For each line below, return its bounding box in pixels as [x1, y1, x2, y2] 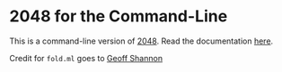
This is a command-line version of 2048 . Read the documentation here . [9, 36, 274, 46]
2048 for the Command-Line [9, 6, 228, 27]
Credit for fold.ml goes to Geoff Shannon [9, 52, 163, 63]
